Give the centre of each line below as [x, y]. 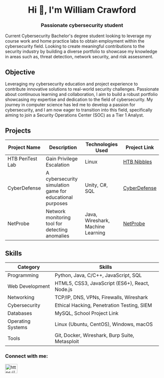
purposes [57, 204]
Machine [95, 227]
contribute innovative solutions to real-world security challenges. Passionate [82, 89]
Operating [19, 321]
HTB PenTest [22, 159]
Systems [18, 327]
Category [29, 267]
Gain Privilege [62, 159]
